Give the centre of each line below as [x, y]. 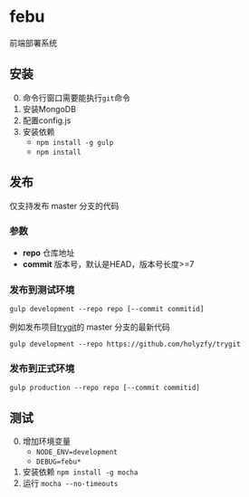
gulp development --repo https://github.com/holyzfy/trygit [125, 344]
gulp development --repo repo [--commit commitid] [107, 310]
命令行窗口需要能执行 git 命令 [77, 98]
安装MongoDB [49, 109]
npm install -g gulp [75, 142]
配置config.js [47, 120]
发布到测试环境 [42, 290]
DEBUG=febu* [58, 462]
